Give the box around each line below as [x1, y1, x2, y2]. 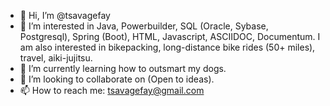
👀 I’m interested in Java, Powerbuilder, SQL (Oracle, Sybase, [19, 20, 269, 32]
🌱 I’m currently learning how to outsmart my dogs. [19, 63, 227, 74]
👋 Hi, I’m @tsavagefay [19, 10, 111, 21]
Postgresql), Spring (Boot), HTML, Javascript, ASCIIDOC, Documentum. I [19, 31, 321, 42]
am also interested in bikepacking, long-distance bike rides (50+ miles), [19, 41, 316, 53]
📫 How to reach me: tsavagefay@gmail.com [19, 85, 205, 96]
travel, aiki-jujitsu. [19, 52, 93, 64]
